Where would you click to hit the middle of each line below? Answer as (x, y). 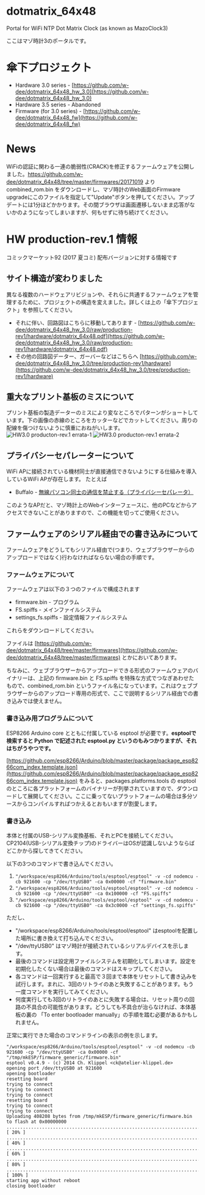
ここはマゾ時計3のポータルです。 (48, 40)
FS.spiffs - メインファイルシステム (58, 610)
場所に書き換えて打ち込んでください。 (69, 938)
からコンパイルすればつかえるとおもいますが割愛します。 (88, 803)
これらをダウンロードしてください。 (52, 630)
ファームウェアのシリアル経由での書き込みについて (102, 534)
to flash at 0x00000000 (37, 1122)
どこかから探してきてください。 (46, 850)
